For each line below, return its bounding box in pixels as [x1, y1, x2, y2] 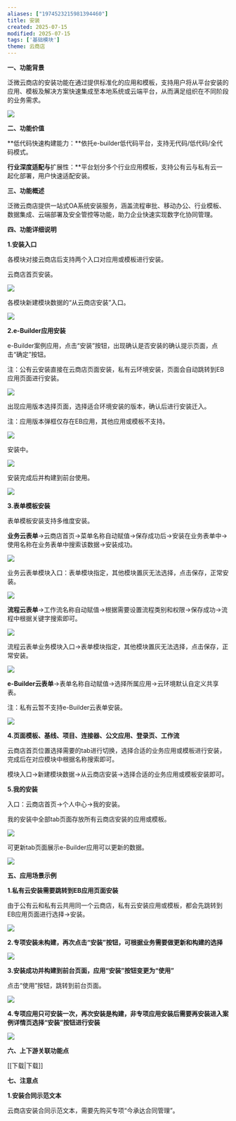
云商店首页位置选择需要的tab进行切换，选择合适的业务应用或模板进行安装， [7, 746, 226, 754]
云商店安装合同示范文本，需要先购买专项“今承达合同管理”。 [7, 1106, 179, 1115]
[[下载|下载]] [7, 1061, 44, 1070]
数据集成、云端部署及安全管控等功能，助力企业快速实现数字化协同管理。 [7, 211, 216, 218]
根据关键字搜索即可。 [19, 614, 81, 622]
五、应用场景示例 [7, 871, 57, 879]
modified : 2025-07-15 [7, 30, 71, 37]
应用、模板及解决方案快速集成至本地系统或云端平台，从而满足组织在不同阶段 [7, 87, 229, 95]
